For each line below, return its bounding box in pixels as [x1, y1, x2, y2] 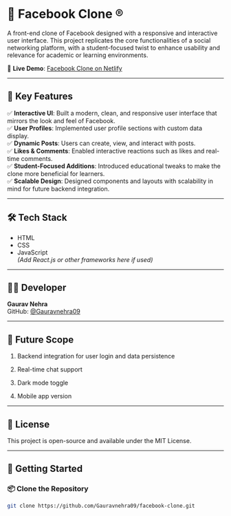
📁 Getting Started [7, 463, 83, 475]
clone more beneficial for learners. [7, 169, 105, 178]
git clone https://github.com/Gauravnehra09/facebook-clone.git [7, 502, 195, 509]
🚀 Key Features [7, 91, 74, 103]
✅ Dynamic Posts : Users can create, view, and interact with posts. [7, 139, 196, 147]
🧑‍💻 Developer [7, 281, 67, 293]
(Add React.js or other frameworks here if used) [16, 255, 153, 264]
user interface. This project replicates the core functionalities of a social [7, 36, 211, 44]
